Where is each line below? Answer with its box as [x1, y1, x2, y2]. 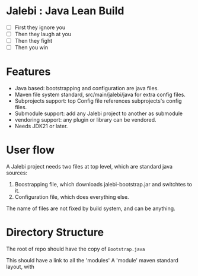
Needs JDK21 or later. [14, 123, 68, 130]
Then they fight [14, 37, 53, 45]
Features [6, 65, 51, 78]
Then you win [14, 44, 49, 51]
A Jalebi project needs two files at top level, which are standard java [6, 163, 173, 170]
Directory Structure [6, 226, 104, 239]
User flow [6, 144, 55, 157]
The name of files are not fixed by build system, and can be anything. [6, 205, 176, 212]
